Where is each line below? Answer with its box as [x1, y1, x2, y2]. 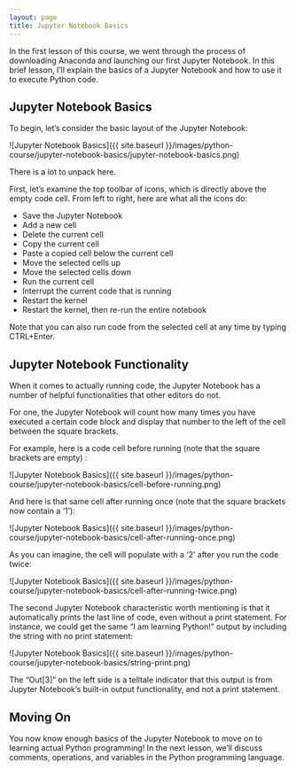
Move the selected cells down [21, 267, 132, 277]
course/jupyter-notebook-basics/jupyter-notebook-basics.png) [9, 150, 240, 160]
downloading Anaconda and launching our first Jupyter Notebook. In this [9, 55, 275, 66]
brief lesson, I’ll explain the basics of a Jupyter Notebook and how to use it [9, 64, 282, 75]
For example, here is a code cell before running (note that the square [9, 443, 261, 454]
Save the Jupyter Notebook [21, 210, 123, 222]
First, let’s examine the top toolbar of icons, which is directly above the [9, 183, 268, 195]
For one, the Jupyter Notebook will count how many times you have [9, 407, 256, 417]
